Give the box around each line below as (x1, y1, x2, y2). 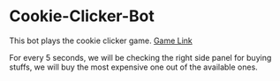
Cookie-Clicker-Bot (9, 6, 155, 26)
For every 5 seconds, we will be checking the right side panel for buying (9, 52, 272, 63)
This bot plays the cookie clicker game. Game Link (9, 35, 193, 46)
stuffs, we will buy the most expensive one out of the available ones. (9, 62, 258, 72)
